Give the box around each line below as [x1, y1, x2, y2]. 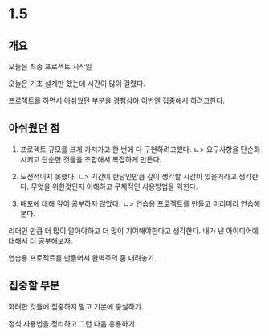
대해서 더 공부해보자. [8, 236, 73, 245]
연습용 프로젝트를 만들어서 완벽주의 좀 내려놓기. [8, 252, 157, 262]
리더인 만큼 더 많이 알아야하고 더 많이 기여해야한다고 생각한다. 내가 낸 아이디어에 [8, 226, 259, 236]
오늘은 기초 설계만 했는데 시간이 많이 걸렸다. [8, 79, 146, 88]
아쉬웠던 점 [8, 121, 60, 135]
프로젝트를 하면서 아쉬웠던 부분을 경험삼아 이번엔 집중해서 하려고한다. [8, 96, 225, 105]
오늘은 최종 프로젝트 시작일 [8, 62, 92, 71]
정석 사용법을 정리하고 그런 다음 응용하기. [8, 318, 137, 328]
